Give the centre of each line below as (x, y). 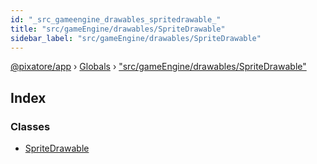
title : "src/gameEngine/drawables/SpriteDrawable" (118, 29)
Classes (30, 126)
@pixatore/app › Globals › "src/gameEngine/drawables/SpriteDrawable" (158, 67)
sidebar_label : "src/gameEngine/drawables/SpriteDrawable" (136, 38)
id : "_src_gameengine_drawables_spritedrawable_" (116, 19)
